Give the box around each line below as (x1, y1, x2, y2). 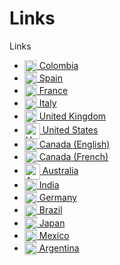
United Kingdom (38, 110, 107, 122)
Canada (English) (38, 138, 111, 150)
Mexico (38, 229, 70, 241)
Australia (42, 165, 79, 177)
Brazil (38, 204, 63, 216)
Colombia (38, 59, 79, 71)
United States (42, 124, 99, 136)
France (38, 85, 69, 97)
